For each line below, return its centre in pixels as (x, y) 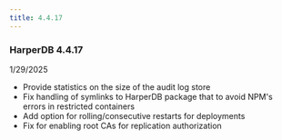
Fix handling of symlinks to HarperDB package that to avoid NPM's (147, 96)
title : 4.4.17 (36, 18)
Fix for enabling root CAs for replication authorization (122, 125)
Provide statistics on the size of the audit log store (116, 86)
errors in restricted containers (78, 106)
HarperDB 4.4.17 (46, 49)
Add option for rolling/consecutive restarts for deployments (134, 115)
